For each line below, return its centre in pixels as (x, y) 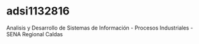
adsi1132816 (38, 11)
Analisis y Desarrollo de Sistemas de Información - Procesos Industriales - (100, 28)
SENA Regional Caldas (34, 34)
